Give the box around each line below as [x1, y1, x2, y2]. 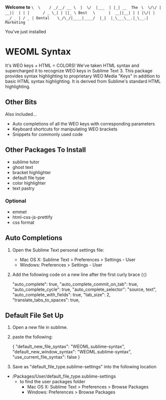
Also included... [5, 111, 37, 117]
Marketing [5, 20, 26, 25]
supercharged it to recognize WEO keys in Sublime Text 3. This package [5, 67, 153, 73]
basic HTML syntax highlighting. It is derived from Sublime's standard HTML [5, 78, 161, 84]
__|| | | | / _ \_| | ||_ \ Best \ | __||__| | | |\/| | [5, 10, 155, 15]
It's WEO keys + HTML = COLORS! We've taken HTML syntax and [5, 62, 140, 68]
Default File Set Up [5, 311, 64, 320]
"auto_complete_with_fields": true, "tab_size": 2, [12, 291, 111, 297]
